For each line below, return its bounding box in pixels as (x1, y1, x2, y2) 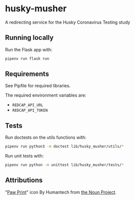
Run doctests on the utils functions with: (5, 134, 87, 140)
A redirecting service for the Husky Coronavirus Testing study (5, 19, 131, 25)
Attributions (5, 176, 43, 185)
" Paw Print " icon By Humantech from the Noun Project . (5, 189, 117, 195)
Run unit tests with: (5, 153, 44, 159)
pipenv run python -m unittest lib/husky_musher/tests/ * (5, 163, 124, 167)
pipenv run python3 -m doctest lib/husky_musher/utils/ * (5, 144, 124, 149)
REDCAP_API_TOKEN (12, 108, 48, 113)
